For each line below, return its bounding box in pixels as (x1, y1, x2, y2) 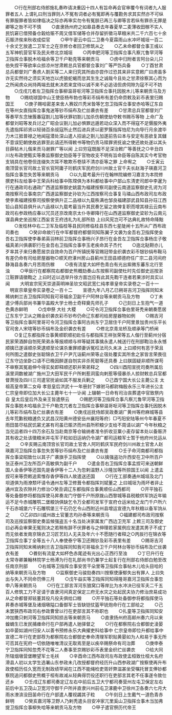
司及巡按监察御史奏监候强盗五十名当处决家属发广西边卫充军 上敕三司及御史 (5, 518, 164, 524)
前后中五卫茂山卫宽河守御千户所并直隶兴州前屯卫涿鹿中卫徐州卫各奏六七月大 (5, 685, 167, 691)
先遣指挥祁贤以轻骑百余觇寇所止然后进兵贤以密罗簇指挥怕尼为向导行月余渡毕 (5, 126, 167, 133)
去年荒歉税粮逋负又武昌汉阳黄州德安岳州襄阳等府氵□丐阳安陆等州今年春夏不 (5, 416, 166, 421)
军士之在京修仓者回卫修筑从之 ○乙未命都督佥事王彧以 (40, 43, 163, 49)
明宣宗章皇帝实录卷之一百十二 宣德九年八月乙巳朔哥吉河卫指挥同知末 (9, 287, 164, 293)
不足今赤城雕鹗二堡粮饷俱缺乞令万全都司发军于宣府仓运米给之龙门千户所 (9, 499, 162, 505)
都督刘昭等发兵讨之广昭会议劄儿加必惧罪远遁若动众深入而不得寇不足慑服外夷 (5, 120, 167, 126)
